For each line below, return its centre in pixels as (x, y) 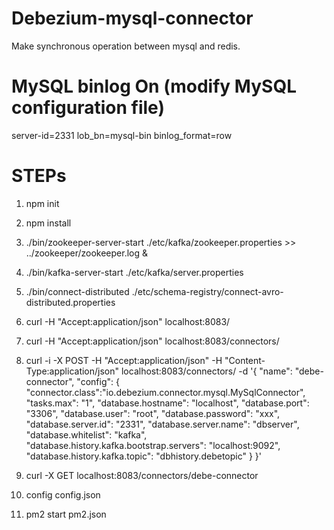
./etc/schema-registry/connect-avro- (207, 291)
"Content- (245, 360)
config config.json (63, 494)
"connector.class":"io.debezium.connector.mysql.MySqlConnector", (165, 392)
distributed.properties (70, 302)
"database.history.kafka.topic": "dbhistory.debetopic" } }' (143, 456)
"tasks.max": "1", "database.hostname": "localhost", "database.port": (167, 403)
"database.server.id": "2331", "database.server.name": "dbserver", (162, 424)
